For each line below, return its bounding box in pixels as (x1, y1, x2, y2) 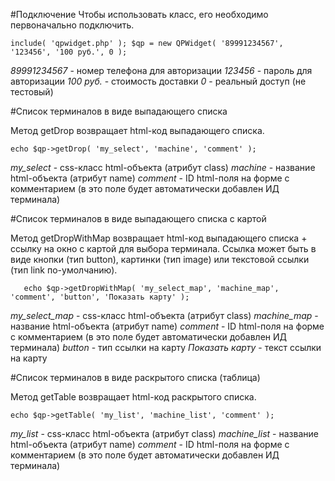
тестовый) (10, 86, 54, 98)
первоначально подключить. (10, 19, 135, 31)
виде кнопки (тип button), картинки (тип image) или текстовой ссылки (10, 254, 310, 265)
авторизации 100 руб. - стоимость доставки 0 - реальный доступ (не (10, 75, 307, 87)
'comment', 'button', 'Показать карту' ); (10, 292, 190, 302)
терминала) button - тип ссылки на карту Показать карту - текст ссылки (10, 342, 322, 353)
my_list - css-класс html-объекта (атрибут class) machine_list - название (10, 428, 319, 439)
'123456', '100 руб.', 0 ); (10, 47, 128, 57)
